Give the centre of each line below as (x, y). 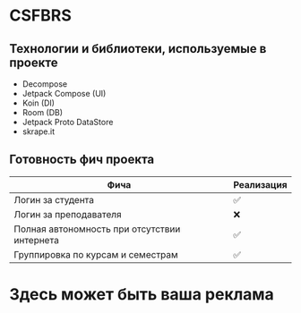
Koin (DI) (39, 103)
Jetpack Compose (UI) (64, 93)
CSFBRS (40, 16)
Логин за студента (54, 199)
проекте (34, 62)
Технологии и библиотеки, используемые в (138, 49)
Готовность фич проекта (82, 160)
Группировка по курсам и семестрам (96, 254)
